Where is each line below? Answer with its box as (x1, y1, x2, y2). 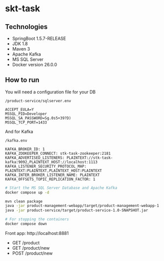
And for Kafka (5, 128, 33, 134)
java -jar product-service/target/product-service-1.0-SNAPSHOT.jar (5, 208, 148, 213)
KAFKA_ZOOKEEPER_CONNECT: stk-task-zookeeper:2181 (5, 151, 111, 156)
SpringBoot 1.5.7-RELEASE (12, 35, 66, 41)
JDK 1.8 (12, 41, 28, 47)
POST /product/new (12, 250, 53, 256)
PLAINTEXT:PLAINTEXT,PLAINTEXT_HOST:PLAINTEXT (5, 168, 102, 173)
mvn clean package (5, 199, 43, 204)
